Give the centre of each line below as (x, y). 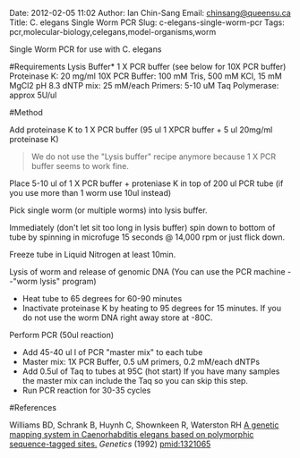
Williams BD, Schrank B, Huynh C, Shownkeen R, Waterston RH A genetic (144, 425)
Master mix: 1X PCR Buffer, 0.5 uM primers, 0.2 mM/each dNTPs (141, 362)
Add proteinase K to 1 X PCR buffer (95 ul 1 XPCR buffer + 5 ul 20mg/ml (141, 130)
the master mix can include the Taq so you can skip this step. (135, 381)
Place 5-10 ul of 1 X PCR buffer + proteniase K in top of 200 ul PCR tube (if (146, 183)
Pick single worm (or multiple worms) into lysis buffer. (108, 210)
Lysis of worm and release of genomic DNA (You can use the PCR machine (147, 271)
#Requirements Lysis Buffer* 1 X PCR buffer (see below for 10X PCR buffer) (148, 67)
